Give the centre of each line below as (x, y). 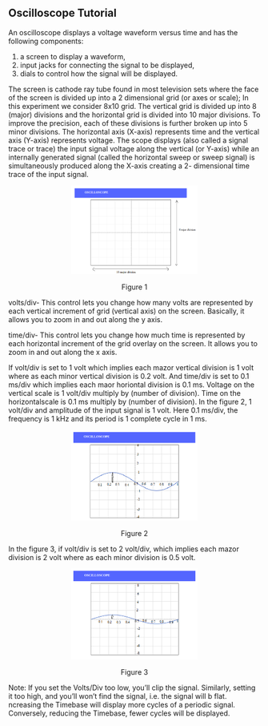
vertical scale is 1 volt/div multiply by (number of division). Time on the (125, 393)
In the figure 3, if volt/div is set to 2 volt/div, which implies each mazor (124, 549)
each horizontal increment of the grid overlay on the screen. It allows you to (133, 343)
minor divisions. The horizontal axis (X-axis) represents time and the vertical (134, 131)
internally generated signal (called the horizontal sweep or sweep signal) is (132, 157)
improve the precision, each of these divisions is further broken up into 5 (128, 123)
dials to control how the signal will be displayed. (99, 73)
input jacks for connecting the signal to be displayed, (107, 65)
